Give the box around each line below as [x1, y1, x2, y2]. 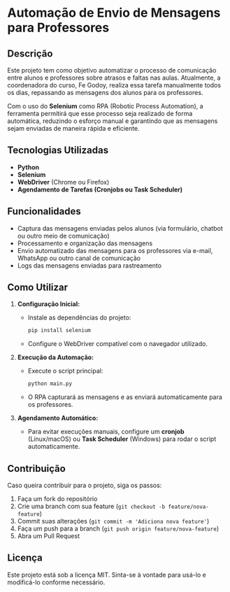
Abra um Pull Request [17, 532, 80, 540]
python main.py [27, 380, 72, 387]
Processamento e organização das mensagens [17, 239, 153, 247]
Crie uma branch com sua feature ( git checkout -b [17, 502, 166, 510]
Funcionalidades [7, 205, 82, 217]
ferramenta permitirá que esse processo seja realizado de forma [7, 110, 193, 117]
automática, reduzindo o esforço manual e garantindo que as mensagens [7, 117, 218, 125]
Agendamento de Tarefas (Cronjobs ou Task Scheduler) [17, 185, 183, 194]
